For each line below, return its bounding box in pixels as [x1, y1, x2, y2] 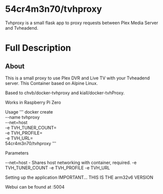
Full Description [5, 42, 71, 54]
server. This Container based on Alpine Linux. [5, 80, 98, 86]
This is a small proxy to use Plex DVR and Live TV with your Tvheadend [5, 75, 150, 81]
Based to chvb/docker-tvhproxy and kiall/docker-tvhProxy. [5, 90, 125, 96]
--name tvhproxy [5, 114, 40, 120]
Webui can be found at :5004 [5, 184, 65, 190]
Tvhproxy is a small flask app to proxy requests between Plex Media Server [5, 20, 159, 26]
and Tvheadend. [5, 25, 39, 31]
